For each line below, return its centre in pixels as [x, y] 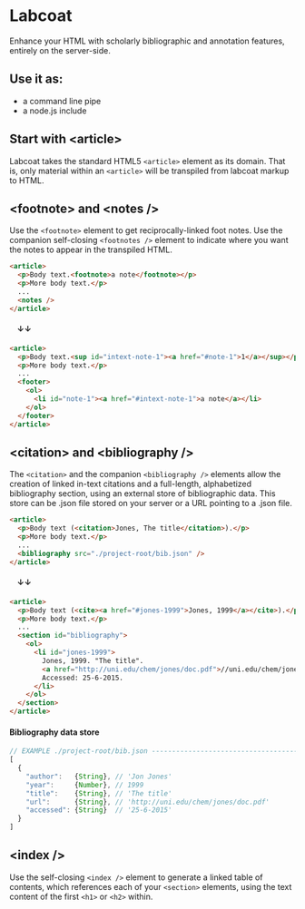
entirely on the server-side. [60, 50]
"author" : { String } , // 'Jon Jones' [99, 777]
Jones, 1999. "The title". [93, 660]
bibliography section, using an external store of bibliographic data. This [143, 494]
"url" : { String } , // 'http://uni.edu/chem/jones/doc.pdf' [148, 802]
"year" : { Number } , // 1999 [85, 785]
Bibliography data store [54, 732]
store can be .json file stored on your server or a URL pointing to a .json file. [151, 503]
